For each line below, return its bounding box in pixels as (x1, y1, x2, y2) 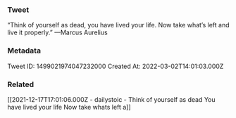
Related (7, 79, 35, 89)
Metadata (7, 46, 41, 55)
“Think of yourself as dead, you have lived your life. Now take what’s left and (7, 21, 230, 29)
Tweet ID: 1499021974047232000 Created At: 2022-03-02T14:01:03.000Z (7, 62, 224, 70)
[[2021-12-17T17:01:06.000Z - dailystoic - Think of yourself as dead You (7, 95, 216, 103)
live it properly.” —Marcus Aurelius (7, 28, 108, 37)
